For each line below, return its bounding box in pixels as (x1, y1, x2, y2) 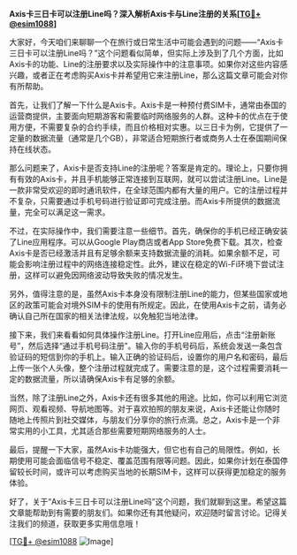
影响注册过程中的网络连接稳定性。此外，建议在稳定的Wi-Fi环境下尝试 (24, 259, 277, 269)
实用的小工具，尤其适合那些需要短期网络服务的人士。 (16, 426, 210, 436)
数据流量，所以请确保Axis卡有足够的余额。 (24, 374, 180, 384)
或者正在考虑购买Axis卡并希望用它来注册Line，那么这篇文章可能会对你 (32, 70, 288, 80)
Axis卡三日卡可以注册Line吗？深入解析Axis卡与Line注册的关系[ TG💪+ (9, 9, 262, 19)
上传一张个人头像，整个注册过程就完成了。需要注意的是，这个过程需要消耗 (9, 362, 280, 373)
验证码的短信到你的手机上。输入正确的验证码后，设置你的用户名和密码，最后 (9, 352, 288, 361)
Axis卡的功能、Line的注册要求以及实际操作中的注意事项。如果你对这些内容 (9, 59, 280, 69)
